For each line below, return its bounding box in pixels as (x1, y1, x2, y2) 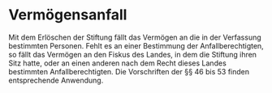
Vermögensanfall (8, 6, 127, 24)
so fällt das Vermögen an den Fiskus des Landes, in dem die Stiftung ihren (8, 49, 257, 59)
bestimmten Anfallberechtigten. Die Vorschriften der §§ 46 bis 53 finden (8, 66, 250, 76)
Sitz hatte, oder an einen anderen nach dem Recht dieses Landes (8, 58, 227, 68)
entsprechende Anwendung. (8, 75, 104, 85)
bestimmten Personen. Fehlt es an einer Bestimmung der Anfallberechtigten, (8, 40, 264, 50)
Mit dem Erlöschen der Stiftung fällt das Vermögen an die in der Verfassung (8, 32, 261, 42)
